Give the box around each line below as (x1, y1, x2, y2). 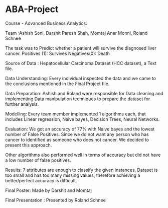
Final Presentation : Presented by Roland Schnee (5, 197, 106, 203)
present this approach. (5, 142, 52, 148)
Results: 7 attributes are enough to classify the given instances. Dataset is (5, 167, 158, 173)
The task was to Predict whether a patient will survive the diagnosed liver (5, 45, 156, 51)
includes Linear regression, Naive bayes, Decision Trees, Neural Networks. (5, 116, 160, 122)
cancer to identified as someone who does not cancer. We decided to (5, 136, 149, 143)
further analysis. (5, 101, 39, 107)
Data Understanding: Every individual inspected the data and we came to (5, 75, 156, 81)
